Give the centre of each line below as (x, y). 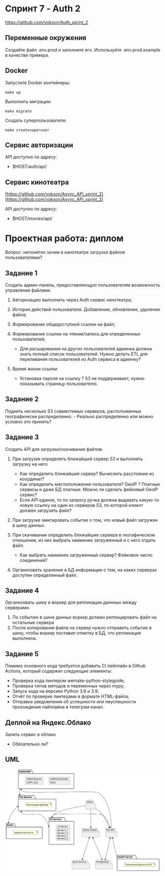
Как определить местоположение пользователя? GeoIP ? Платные (90, 484)
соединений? (33, 560)
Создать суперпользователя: (36, 120)
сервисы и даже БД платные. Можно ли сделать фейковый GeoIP (89, 489)
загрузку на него (30, 464)
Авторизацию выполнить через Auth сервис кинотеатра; (72, 299)
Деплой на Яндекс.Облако (48, 722)
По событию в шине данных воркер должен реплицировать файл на (84, 617)
